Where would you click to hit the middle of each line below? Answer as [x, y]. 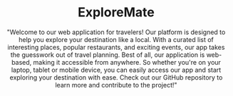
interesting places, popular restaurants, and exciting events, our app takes [116, 47]
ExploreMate [116, 12]
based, [22, 62]
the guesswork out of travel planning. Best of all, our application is [108, 55]
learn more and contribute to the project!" [116, 85]
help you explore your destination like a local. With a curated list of [116, 39]
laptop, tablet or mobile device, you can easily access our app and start [116, 70]
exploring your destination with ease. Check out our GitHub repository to [116, 77]
